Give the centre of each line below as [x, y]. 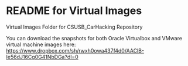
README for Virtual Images [74, 11]
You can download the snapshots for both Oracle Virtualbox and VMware [94, 38]
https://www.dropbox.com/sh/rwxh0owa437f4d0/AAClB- [75, 50]
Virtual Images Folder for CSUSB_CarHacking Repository [74, 27]
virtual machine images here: [41, 44]
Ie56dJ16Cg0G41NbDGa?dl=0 [42, 57]
